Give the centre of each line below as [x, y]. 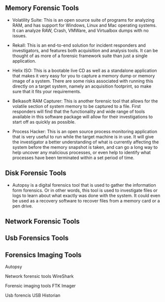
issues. [19, 35]
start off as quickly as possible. [44, 122]
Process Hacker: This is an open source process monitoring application [85, 131]
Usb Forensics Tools [37, 238]
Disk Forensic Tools [36, 173]
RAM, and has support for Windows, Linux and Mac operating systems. [84, 25]
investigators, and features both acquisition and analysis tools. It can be [85, 50]
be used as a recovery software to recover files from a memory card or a [86, 201]
